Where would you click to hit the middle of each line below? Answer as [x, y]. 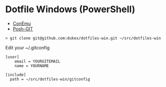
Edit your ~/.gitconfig [28, 47]
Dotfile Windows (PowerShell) [70, 9]
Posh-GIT [23, 28]
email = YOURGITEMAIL [37, 61]
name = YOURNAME [32, 66]
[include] [16, 75]
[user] [12, 57]
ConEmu [22, 23]
